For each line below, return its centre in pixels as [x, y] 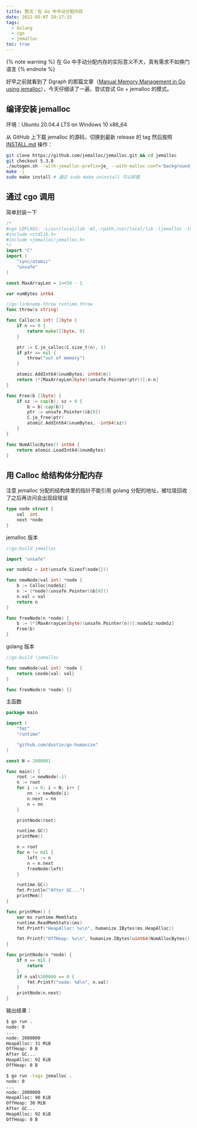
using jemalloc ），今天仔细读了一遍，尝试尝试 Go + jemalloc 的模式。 [89, 89]
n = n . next [40, 863]
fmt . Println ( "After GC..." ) [51, 890]
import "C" [19, 251]
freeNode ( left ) [46, 869]
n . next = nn [42, 799]
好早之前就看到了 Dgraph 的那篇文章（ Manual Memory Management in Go [96, 81]
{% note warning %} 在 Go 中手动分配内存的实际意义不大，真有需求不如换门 [98, 62]
